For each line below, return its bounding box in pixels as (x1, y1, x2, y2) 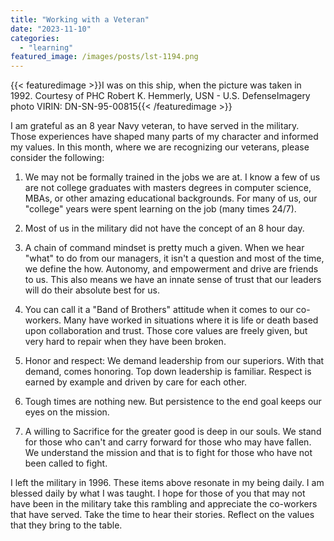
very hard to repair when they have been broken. (24, 336, 227, 348)
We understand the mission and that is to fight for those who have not (24, 447, 313, 459)
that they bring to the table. (10, 519, 123, 531)
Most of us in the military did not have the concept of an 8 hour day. (24, 222, 305, 235)
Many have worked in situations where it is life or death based (63, 314, 319, 326)
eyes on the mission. (24, 406, 110, 418)
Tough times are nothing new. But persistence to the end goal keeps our (24, 396, 322, 408)
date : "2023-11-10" (10, 24, 92, 34)
